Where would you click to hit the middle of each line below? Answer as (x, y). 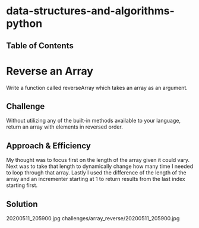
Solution (22, 204)
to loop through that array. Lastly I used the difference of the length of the (96, 173)
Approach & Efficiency (48, 146)
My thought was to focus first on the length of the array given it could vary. (98, 160)
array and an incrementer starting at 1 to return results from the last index (96, 179)
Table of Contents (40, 46)
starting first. (22, 185)
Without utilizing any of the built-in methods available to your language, (94, 121)
